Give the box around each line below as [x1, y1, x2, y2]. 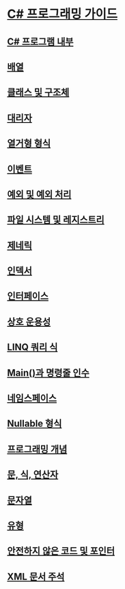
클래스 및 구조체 [7, 86, 70, 98]
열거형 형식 [7, 138, 51, 150]
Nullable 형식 [7, 418, 62, 430]
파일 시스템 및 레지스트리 [7, 214, 105, 226]
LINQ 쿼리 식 [7, 341, 58, 354]
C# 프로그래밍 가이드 [7, 6, 118, 22]
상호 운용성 [7, 316, 51, 327]
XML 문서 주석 [7, 570, 65, 582]
